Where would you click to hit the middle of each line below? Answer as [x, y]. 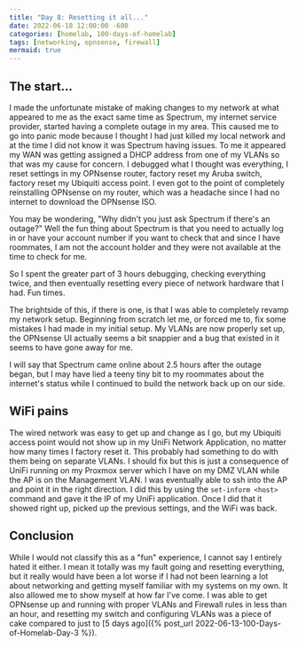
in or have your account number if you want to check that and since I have [145, 238]
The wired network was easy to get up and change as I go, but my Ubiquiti [145, 433]
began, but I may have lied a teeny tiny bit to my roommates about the [137, 374]
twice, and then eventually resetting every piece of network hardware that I [146, 283]
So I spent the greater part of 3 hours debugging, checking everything [137, 273]
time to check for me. [48, 256]
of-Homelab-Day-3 [44, 632]
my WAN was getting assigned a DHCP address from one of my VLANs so [145, 154]
